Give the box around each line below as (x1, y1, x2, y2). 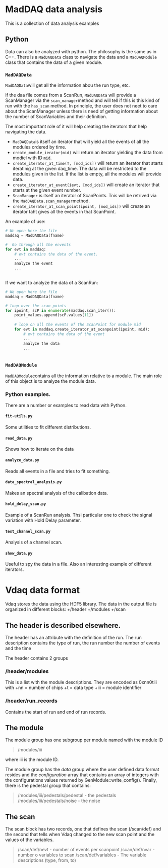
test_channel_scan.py (5, 529, 51, 534)
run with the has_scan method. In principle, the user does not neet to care (5, 103, 157, 109)
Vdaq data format (5, 584, 80, 596)
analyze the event (14, 261, 53, 266)
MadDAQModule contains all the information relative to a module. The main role (5, 373, 162, 379)
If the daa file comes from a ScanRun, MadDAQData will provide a (5, 92, 136, 98)
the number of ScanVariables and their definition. (5, 114, 107, 120)
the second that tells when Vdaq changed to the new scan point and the (5, 831, 155, 838)
